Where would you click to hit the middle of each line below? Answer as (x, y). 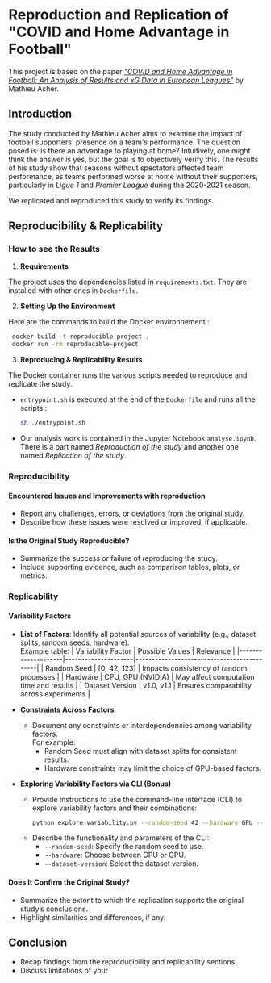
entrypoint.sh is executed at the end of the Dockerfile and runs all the (138, 399)
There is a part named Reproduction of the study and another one (129, 447)
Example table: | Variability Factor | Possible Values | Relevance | (127, 650)
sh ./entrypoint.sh (53, 423)
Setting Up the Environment (67, 306)
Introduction (40, 114)
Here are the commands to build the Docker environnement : (109, 322)
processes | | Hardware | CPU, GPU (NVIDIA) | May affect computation (138, 676)
